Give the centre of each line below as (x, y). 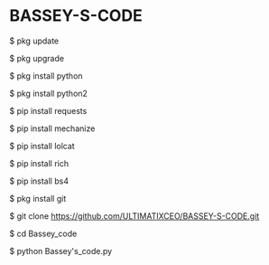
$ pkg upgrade (37, 58)
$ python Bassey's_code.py (61, 251)
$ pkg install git (38, 198)
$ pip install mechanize (52, 128)
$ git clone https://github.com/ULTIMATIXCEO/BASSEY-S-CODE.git (134, 216)
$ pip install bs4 (39, 181)
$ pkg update (34, 41)
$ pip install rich (39, 163)
